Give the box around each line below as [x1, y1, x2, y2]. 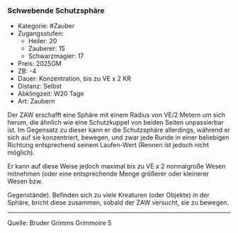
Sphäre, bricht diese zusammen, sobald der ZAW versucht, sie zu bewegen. [7, 198, 229, 207]
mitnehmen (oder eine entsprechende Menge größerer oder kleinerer [7, 169, 210, 178]
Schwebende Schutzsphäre [7, 6, 105, 16]
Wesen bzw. [7, 177, 43, 186]
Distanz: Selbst [17, 82, 62, 91]
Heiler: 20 [28, 37, 57, 45]
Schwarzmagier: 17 [28, 52, 84, 60]
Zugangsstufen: [17, 29, 64, 38]
